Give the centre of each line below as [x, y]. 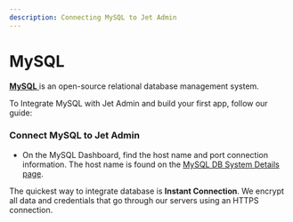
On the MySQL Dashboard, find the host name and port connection [145, 155]
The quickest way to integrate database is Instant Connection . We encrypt [147, 191]
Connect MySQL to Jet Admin [75, 136]
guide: [21, 113]
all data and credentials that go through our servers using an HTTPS [134, 200]
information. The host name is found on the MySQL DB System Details [151, 164]
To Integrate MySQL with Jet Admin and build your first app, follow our [139, 103]
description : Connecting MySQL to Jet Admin [93, 17]
